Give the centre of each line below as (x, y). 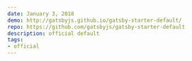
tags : (15, 40)
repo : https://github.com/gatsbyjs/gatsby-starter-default (96, 27)
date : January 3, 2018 (41, 14)
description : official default (53, 33)
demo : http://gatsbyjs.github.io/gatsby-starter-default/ (95, 20)
